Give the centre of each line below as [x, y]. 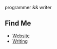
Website [21, 36]
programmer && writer [28, 7]
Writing [20, 41]
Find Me [18, 23]
